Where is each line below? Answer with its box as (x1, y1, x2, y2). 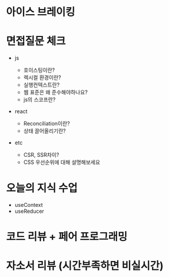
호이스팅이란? (23, 67, 55, 74)
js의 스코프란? (23, 96, 56, 103)
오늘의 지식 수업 (6, 182, 78, 195)
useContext (14, 202, 43, 209)
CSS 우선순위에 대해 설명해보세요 (23, 159, 101, 166)
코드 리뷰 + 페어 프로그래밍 (6, 230, 128, 243)
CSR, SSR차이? (23, 151, 59, 159)
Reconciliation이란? (23, 120, 70, 127)
